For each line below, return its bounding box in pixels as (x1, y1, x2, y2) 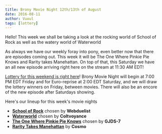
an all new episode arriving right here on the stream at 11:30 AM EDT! (5, 64, 144, 70)
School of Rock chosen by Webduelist (12, 108, 91, 114)
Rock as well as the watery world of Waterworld (5, 39, 101, 45)
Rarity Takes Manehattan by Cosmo (12, 124, 86, 130)
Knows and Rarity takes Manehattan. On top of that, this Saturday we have (5, 59, 155, 65)
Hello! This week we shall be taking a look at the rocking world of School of (5, 34, 157, 40)
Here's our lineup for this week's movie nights (5, 98, 98, 105)
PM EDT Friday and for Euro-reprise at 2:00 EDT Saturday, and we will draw (5, 79, 157, 85)
